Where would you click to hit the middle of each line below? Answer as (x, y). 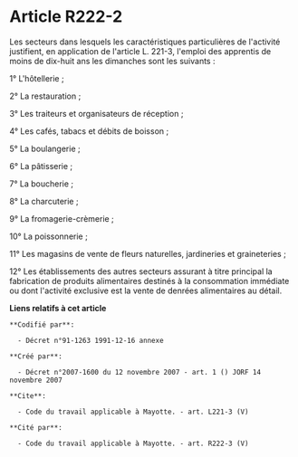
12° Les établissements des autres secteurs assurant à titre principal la (141, 271)
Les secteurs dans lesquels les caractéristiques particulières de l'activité (145, 42)
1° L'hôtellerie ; (37, 78)
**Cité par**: (36, 427)
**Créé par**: (36, 356)
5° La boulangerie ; (45, 148)
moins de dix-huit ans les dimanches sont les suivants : (112, 61)
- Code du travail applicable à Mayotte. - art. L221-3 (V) (133, 412)
